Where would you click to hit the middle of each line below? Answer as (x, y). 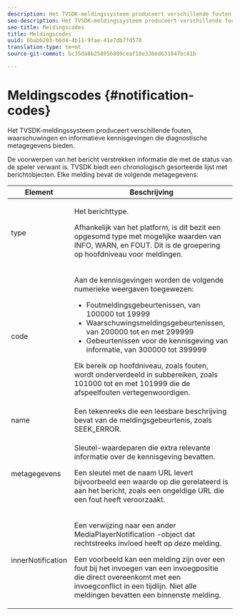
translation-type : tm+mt (44, 47)
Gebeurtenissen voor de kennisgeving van (157, 340)
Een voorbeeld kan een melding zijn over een (150, 559)
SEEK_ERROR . (97, 429)
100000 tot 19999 (118, 313)
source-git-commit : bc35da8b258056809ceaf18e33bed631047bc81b (102, 54)
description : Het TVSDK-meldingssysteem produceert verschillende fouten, (121, 14)
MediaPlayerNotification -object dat (134, 534)
